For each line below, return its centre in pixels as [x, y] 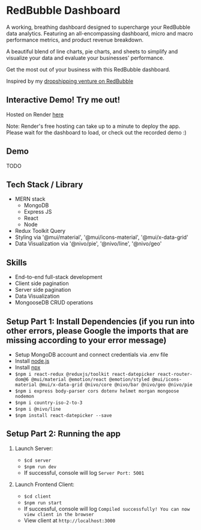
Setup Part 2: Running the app [64, 434]
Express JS [38, 212]
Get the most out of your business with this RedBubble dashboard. [88, 69]
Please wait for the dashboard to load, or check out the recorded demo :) [97, 132]
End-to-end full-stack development [58, 277]
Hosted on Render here [35, 114]
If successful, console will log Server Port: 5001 [84, 472]
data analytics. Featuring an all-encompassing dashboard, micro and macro [100, 33]
